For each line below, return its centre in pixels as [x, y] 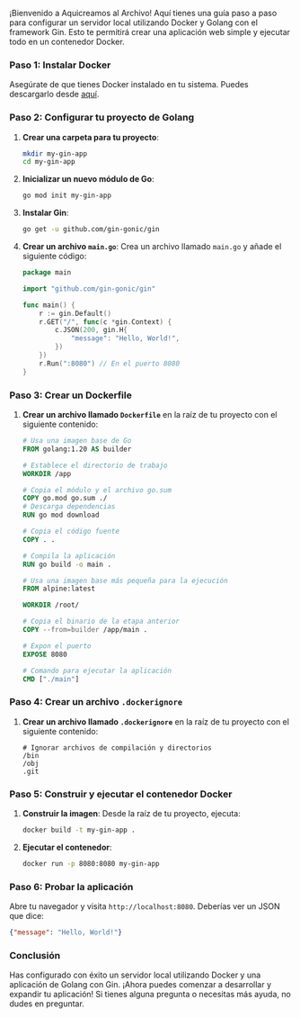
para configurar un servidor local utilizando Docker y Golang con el [134, 23]
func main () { [49, 305]
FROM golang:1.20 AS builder [77, 449]
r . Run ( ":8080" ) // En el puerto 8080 [110, 364]
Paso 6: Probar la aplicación [71, 887]
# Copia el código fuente [71, 532]
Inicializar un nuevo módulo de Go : [88, 179]
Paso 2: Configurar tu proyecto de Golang [102, 118]
